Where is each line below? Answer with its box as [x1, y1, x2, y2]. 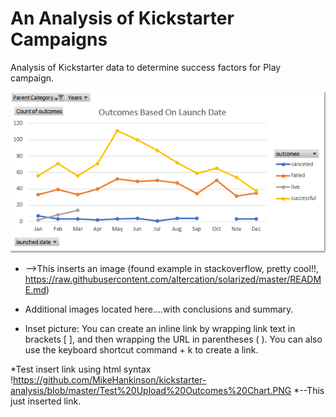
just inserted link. [10, 395, 82, 407]
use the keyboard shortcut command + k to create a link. [24, 344, 259, 356]
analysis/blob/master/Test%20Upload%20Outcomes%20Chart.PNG [10, 385, 292, 397]
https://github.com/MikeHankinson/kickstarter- [13, 374, 207, 386]
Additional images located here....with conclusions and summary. [24, 303, 294, 316]
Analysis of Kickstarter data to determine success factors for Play [10, 61, 282, 73]
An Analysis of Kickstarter [10, 7, 235, 30]
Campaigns [10, 28, 108, 51]
